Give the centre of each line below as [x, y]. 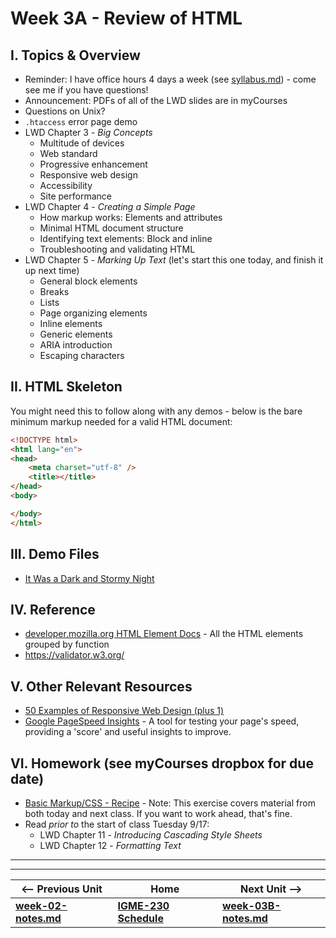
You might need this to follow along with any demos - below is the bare [156, 411]
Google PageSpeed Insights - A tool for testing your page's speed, [162, 721]
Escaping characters [82, 355]
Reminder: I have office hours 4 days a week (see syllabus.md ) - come [170, 79]
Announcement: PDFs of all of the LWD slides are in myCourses [156, 100]
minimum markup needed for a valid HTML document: [121, 421]
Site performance [75, 196]
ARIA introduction [76, 345]
